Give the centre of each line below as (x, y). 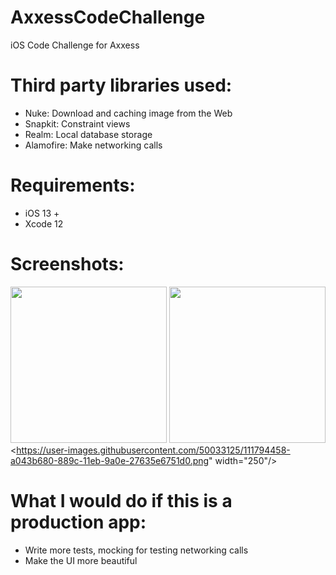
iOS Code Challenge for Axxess (75, 45)
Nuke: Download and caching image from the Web (128, 113)
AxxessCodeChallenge (108, 17)
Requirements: (73, 185)
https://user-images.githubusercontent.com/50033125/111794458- (153, 450)
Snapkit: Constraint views (77, 123)
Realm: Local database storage (88, 134)
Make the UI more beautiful (81, 560)
